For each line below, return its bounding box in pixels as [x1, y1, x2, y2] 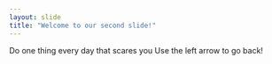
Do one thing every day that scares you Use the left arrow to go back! [9, 45, 264, 55]
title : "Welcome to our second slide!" [9, 21, 157, 30]
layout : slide [9, 12, 62, 22]
